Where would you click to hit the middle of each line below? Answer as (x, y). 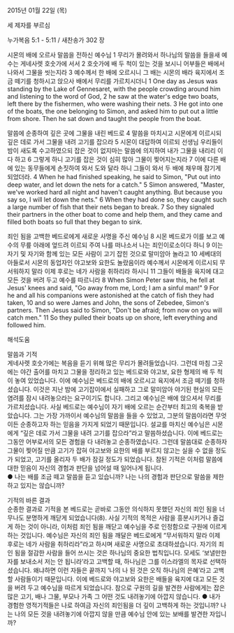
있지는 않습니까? (42, 485)
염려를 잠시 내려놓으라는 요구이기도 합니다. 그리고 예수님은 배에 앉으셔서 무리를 (115, 398)
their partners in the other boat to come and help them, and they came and (115, 214)
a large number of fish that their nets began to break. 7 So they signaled (111, 207)
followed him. (27, 325)
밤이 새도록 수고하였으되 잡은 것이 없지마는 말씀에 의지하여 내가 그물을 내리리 (112, 150)
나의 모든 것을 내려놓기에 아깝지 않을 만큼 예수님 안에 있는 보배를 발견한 (111, 614)
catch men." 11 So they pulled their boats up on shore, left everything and (112, 318)
